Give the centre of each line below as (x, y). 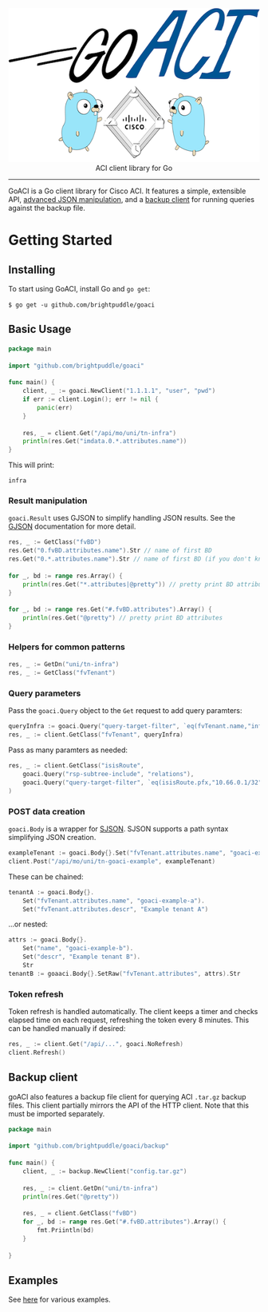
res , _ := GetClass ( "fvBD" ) (55, 542)
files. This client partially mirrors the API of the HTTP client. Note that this (129, 1105)
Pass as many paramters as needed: (68, 750)
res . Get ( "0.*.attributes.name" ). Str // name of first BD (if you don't (130, 559)
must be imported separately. (57, 1113)
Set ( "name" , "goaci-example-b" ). (78, 949)
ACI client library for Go (134, 168)
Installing (32, 270)
